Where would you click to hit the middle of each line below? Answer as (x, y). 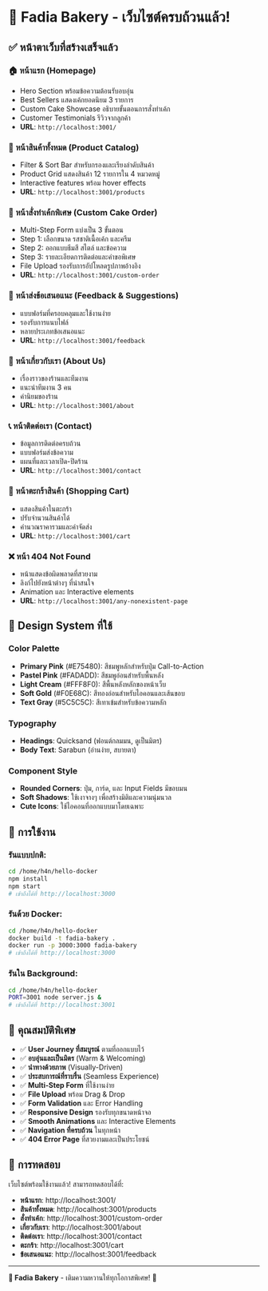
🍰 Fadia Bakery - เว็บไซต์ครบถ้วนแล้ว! (119, 17)
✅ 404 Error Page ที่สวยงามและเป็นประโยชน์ (85, 1139)
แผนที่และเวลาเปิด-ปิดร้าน (54, 462)
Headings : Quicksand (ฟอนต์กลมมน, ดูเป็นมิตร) (91, 741)
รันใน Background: (43, 973)
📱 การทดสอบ (34, 1165)
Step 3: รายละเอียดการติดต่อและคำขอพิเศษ (78, 257)
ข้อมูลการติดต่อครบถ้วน (50, 443)
